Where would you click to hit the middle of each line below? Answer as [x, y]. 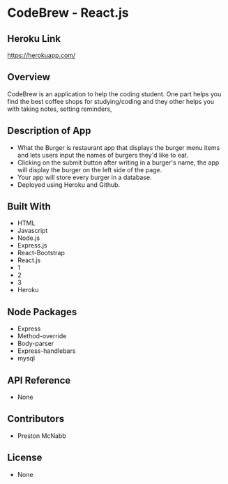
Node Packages [42, 312]
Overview [29, 77]
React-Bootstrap [41, 253]
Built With [29, 207]
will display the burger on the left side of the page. [90, 169]
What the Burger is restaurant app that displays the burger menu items [119, 147]
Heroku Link [34, 39]
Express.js [32, 245]
